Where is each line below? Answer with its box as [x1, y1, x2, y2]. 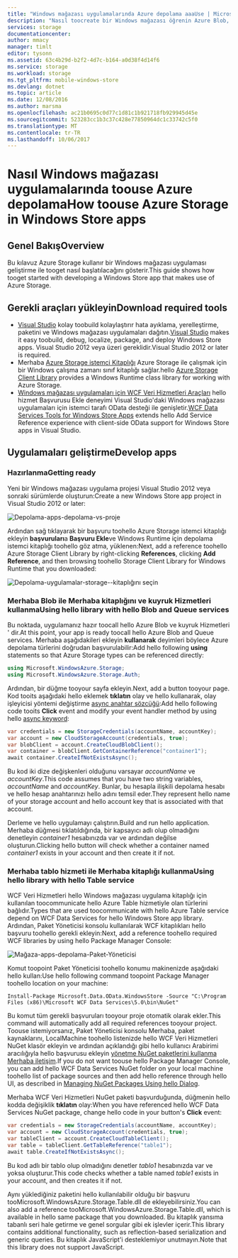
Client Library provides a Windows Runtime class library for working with [17, 373, 230, 382]
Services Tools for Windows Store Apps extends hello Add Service [17, 411, 212, 419]
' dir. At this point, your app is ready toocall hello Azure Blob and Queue [7, 629, 214, 637]
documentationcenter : [7, 30, 72, 38]
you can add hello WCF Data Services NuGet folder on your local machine [7, 1064, 223, 1073]
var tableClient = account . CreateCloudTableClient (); [7, 1135, 170, 1142]
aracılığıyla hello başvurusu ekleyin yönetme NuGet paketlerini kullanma [7, 1049, 217, 1058]
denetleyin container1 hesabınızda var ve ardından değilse [7, 834, 177, 842]
